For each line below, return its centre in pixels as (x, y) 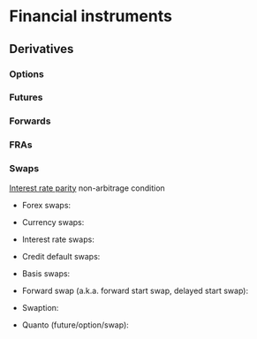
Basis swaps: (46, 273)
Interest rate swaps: (58, 239)
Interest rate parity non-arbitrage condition (87, 188)
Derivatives (42, 49)
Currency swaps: (53, 222)
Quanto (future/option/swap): (76, 325)
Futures (26, 97)
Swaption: (40, 307)
